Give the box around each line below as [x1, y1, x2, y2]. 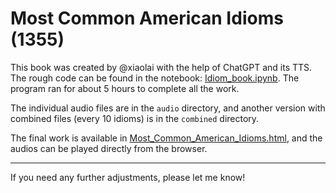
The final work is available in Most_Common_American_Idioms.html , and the [10, 132, 323, 144]
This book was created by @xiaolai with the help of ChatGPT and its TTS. [10, 61, 313, 73]
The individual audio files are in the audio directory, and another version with [10, 102, 326, 114]
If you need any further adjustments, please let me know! [10, 171, 246, 183]
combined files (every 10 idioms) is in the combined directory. [10, 112, 260, 124]
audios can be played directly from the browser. [10, 142, 208, 154]
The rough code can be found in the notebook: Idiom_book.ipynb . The [10, 72, 300, 84]
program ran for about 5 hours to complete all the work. [10, 82, 240, 94]
